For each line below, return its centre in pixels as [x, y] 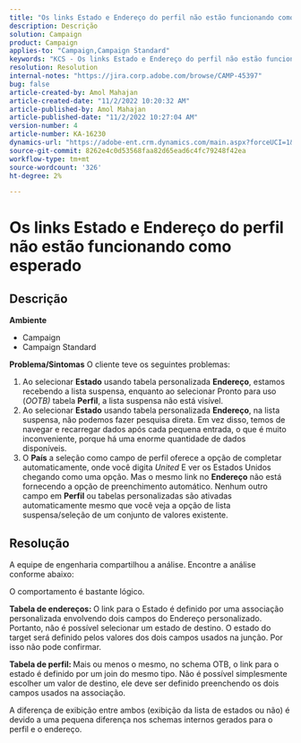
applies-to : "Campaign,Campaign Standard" [90, 51]
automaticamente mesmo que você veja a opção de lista [126, 506]
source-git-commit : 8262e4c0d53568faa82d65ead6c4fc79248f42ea [128, 150]
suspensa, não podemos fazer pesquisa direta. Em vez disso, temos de [154, 420]
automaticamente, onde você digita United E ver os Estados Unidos [146, 467]
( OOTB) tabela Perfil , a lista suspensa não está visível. [123, 401]
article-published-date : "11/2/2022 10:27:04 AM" [104, 117]
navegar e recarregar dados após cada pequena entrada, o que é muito [154, 430]
